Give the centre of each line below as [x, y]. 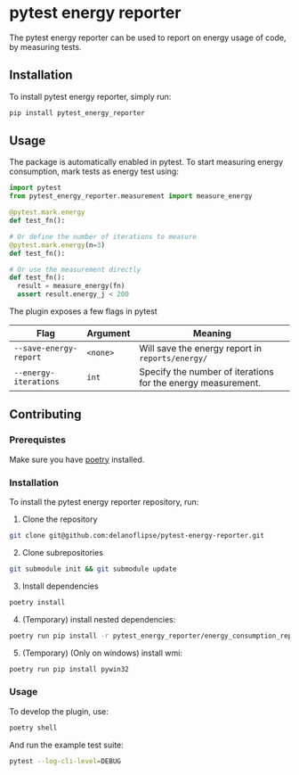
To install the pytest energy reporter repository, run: [104, 502]
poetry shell [33, 728]
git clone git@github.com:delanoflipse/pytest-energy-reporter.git [137, 536]
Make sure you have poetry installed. [77, 459]
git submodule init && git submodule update [93, 569]
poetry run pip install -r [59, 636]
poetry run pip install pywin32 [69, 669]
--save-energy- [46, 349]
